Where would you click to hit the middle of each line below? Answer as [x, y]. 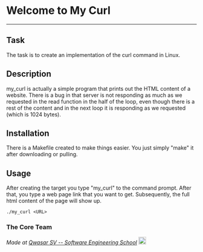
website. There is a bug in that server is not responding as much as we [94, 95]
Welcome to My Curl [58, 11]
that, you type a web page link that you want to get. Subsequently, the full [98, 194]
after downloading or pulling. [42, 154]
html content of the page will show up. [54, 201]
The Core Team [29, 227]
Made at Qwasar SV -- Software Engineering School [72, 242]
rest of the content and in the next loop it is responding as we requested [96, 108]
